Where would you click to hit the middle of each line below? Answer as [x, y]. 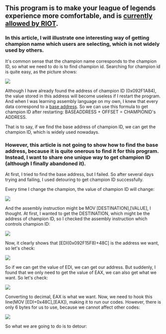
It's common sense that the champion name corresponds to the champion [81, 61]
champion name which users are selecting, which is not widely [83, 44]
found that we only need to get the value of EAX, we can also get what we [81, 272]
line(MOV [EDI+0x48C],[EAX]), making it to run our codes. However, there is [83, 302]
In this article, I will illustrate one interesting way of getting [77, 38]
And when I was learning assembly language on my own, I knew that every [82, 101]
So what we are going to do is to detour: [46, 326]
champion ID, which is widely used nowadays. [52, 132]
